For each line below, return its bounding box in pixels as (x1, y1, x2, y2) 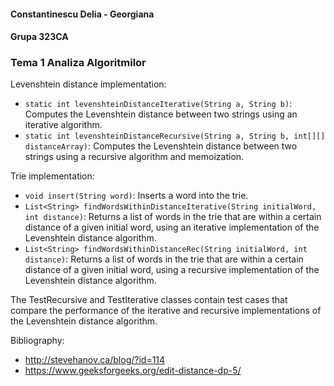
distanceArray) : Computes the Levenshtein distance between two (24, 140, 298, 152)
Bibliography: (10, 335, 65, 347)
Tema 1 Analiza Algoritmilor (10, 56, 147, 70)
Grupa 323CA (10, 31, 69, 43)
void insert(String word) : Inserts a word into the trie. (24, 190, 249, 202)
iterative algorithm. (24, 119, 103, 131)
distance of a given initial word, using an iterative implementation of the (24, 221, 320, 234)
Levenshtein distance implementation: (10, 78, 167, 90)
